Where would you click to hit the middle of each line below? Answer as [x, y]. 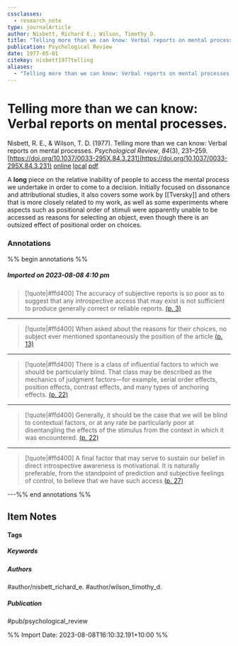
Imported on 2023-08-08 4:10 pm [58, 275]
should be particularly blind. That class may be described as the [118, 372]
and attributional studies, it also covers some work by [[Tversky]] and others [119, 195]
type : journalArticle [39, 27]
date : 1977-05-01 [33, 54]
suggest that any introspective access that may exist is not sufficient [125, 301]
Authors [20, 569]
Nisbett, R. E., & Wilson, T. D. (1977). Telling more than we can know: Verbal [117, 144]
